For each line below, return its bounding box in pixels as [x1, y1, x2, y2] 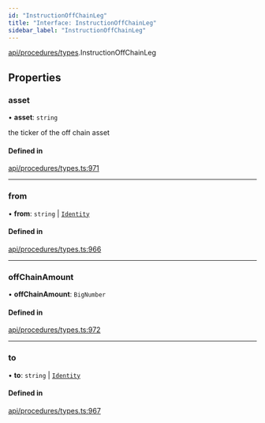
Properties [8, 70, 62, 84]
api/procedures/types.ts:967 [8, 406, 101, 415]
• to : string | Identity [8, 370, 81, 380]
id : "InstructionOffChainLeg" [8, 11, 108, 20]
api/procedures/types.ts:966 [8, 244, 102, 254]
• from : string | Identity [8, 209, 90, 218]
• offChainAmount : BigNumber [8, 289, 106, 299]
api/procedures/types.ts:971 [8, 164, 100, 173]
